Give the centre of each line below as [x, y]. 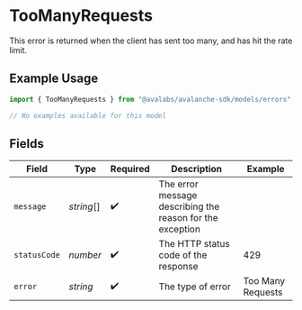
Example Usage [54, 79]
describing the [189, 206]
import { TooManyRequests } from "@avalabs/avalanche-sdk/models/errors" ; [152, 99]
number [85, 255]
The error [179, 184]
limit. [18, 50]
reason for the [188, 218]
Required [130, 169]
